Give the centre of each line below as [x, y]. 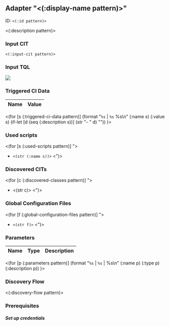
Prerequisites [22, 306]
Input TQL [18, 67]
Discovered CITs [26, 169]
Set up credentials [25, 318]
